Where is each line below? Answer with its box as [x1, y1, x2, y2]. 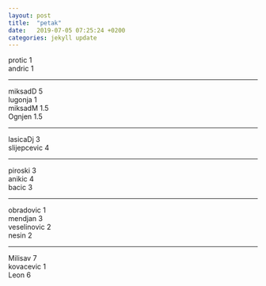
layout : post [8, 11, 51, 20]
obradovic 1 [8, 205, 46, 215]
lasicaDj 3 [8, 135, 41, 144]
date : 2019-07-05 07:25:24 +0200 [8, 26, 126, 34]
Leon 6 [8, 270, 32, 280]
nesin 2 [8, 231, 32, 240]
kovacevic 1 [8, 262, 46, 272]
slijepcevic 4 [8, 143, 50, 153]
